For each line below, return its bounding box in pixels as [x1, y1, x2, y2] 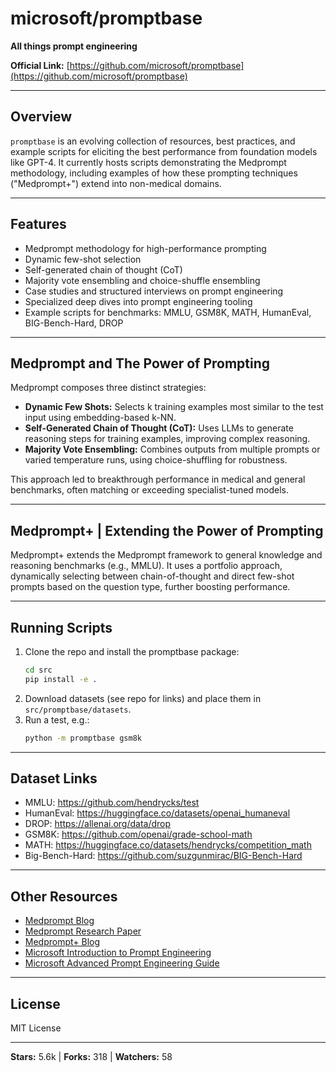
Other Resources [10, 888, 118, 905]
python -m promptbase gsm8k [24, 733, 142, 743]
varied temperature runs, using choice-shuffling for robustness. [24, 454, 288, 466]
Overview [10, 108, 73, 126]
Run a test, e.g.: [24, 713, 90, 726]
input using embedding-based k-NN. [24, 412, 177, 424]
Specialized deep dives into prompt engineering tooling [24, 295, 253, 307]
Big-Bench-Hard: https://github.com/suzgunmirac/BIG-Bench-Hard [24, 850, 303, 862]
